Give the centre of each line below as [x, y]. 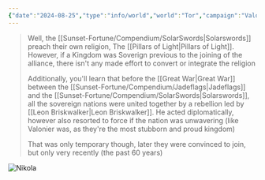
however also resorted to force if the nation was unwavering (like [133, 120]
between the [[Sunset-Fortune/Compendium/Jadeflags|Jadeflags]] [136, 87]
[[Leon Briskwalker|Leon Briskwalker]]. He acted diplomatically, [131, 112]
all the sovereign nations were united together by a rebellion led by [136, 103]
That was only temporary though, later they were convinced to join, [136, 144]
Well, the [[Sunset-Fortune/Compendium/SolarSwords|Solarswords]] [139, 38]
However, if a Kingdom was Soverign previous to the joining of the [135, 54]
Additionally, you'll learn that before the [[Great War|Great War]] [131, 78]
